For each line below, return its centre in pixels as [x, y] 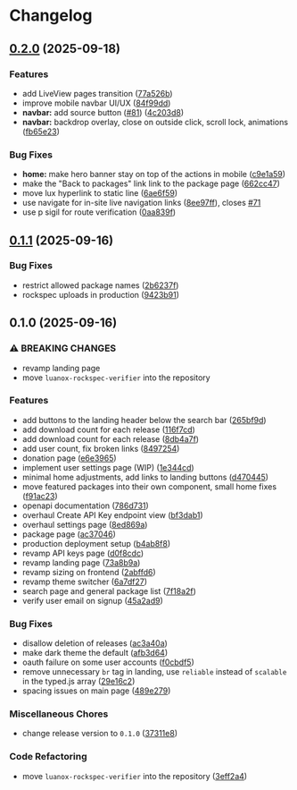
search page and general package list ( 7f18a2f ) [109, 590]
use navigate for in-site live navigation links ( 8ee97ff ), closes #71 [141, 203]
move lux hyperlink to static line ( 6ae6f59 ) [100, 193]
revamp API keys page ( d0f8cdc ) [83, 553]
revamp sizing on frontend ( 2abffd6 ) [89, 572]
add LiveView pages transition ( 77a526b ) [97, 93]
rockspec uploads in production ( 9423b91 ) [101, 294]
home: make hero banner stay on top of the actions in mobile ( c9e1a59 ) [154, 174]
